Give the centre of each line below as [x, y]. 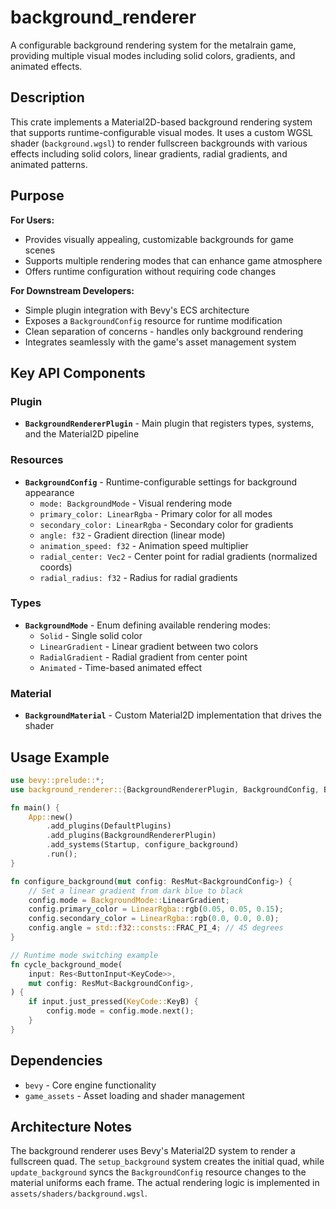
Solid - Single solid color [91, 635]
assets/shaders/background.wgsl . [79, 1193]
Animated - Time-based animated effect [121, 667]
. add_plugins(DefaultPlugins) [109, 826]
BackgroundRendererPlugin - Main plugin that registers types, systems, [169, 423]
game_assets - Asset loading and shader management [134, 1095]
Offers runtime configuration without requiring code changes [150, 271]
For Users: [32, 220]
